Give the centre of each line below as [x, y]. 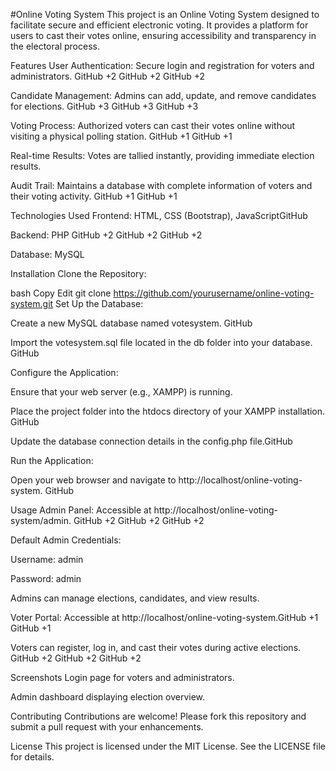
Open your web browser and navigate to [93, 480]
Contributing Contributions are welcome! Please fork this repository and [158, 716]
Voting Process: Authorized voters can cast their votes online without [153, 125]
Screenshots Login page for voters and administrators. [122, 677]
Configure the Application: [64, 372]
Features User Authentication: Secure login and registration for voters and [162, 65]
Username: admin [47, 559]
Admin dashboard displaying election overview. [108, 697]
